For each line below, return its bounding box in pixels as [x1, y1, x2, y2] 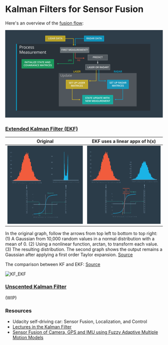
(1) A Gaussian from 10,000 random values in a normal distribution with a [5, 235, 155, 241]
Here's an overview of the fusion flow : [5, 20, 84, 26]
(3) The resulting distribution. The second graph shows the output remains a [5, 246, 162, 252]
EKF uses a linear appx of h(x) [91, 138, 156, 144]
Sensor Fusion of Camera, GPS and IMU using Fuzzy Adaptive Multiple [12, 329, 158, 335]
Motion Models [12, 334, 43, 340]
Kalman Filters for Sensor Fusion [5, 3, 144, 15]
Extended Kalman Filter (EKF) [5, 125, 78, 132]
